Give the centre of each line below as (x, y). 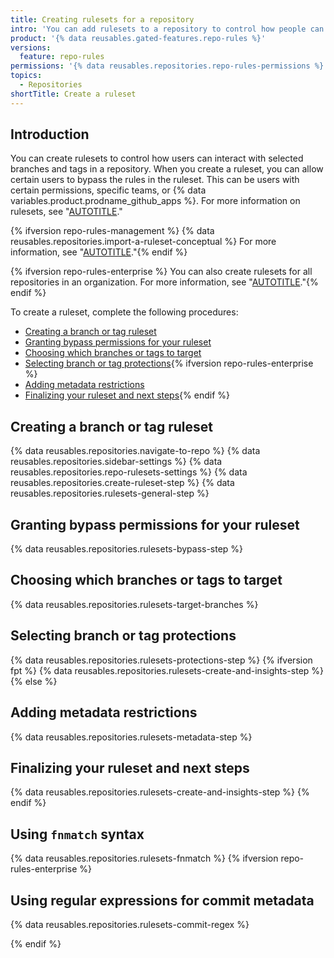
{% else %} (34, 681)
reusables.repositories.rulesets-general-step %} (110, 493)
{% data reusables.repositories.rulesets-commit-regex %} (130, 924)
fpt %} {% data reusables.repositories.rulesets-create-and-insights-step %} (167, 670)
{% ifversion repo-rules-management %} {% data (112, 231)
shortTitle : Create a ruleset (73, 94)
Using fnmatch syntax (77, 834)
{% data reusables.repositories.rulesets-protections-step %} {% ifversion (161, 660)
